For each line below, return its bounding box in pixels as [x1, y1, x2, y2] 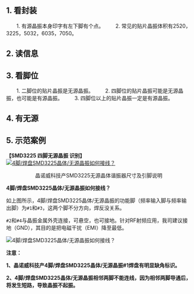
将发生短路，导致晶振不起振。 [6, 282, 78, 289]
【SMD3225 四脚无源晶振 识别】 [6, 152, 85, 159]
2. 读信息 [6, 49, 39, 59]
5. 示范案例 [6, 135, 46, 146]
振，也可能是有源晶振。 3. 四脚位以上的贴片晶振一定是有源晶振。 [6, 95, 173, 102]
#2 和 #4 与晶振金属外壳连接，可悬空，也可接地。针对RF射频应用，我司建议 [6, 217, 183, 224]
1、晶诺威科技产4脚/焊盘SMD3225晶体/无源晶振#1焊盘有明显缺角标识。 [6, 262, 180, 269]
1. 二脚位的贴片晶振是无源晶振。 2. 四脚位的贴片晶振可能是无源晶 [16, 87, 184, 94]
